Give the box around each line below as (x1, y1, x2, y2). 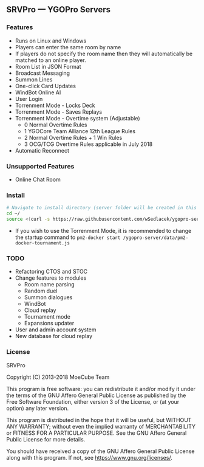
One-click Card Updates (15, 82, 76, 89)
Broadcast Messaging (15, 69, 70, 77)
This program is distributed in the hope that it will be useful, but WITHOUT (6, 416, 192, 423)
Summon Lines (15, 75, 53, 83)
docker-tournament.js (15, 240, 70, 246)
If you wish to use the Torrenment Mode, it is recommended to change (15, 227, 192, 234)
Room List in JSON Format (15, 63, 81, 70)
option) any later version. (6, 404, 69, 412)
